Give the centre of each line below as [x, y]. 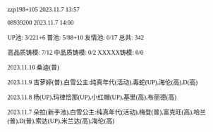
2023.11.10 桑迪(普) [34, 67]
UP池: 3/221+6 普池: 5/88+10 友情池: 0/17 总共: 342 [76, 38]
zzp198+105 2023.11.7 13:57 [43, 10]
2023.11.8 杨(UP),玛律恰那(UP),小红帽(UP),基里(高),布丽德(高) [92, 98]
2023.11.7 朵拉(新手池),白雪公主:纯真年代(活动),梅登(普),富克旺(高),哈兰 [107, 112]
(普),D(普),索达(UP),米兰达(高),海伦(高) [61, 121]
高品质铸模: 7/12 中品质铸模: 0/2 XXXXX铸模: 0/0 [75, 53]
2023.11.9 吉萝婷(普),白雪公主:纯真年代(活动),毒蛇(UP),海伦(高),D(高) [103, 82]
